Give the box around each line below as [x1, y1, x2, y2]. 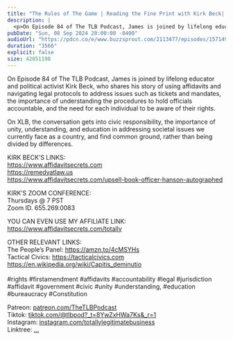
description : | [7, 17, 51, 24]
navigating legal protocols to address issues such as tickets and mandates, [7, 89, 222, 97]
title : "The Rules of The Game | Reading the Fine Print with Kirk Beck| [7, 10, 225, 17]
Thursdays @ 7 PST [7, 196, 64, 204]
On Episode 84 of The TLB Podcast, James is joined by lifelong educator [7, 74, 215, 83]
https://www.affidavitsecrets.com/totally [7, 224, 123, 233]
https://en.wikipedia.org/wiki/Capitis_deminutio [7, 260, 142, 268]
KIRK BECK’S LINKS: [7, 153, 66, 161]
